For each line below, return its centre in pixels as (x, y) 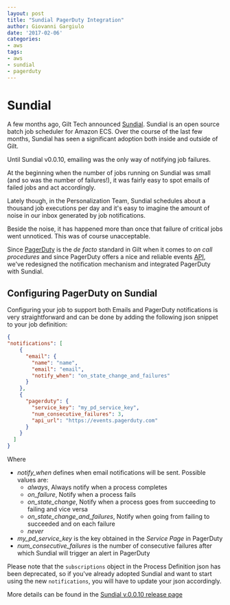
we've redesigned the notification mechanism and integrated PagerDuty (109, 264)
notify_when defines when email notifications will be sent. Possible (111, 472)
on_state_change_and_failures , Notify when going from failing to (118, 516)
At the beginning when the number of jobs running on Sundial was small (109, 173)
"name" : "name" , (55, 362)
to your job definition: (37, 325)
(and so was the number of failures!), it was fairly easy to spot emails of (108, 181)
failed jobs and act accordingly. (51, 187)
